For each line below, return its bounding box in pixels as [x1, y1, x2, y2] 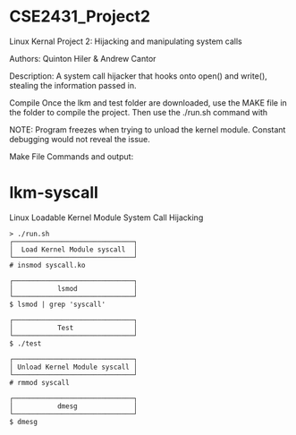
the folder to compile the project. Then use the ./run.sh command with [9, 107, 268, 117]
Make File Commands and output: [9, 150, 134, 162]
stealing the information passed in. [9, 80, 137, 90]
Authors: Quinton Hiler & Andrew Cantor [9, 53, 156, 64]
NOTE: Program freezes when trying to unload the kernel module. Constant [9, 124, 286, 135]
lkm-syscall [9, 183, 98, 203]
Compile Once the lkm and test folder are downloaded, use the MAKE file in [9, 97, 288, 108]
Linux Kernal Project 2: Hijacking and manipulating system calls [9, 36, 243, 47]
